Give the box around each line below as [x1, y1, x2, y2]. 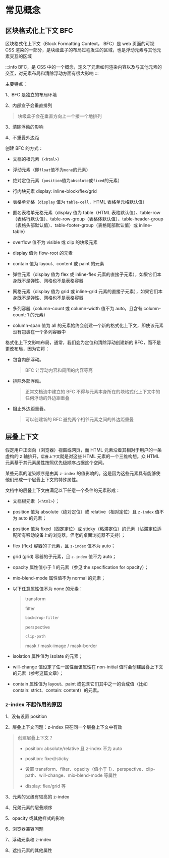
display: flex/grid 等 [25, 783, 66, 789]
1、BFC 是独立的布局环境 [5, 92, 57, 97]
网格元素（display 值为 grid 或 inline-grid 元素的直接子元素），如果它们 [12, 289, 158, 294]
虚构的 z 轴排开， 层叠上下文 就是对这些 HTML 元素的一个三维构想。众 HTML [5, 453, 160, 459]
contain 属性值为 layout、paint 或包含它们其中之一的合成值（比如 [12, 680, 148, 687]
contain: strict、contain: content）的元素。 [12, 687, 102, 693]
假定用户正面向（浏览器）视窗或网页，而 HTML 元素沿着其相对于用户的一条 [5, 447, 162, 453]
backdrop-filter [25, 615, 60, 620]
